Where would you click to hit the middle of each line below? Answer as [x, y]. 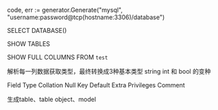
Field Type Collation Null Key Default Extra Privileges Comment [96, 85]
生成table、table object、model [52, 99]
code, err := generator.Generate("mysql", [65, 10]
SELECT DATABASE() [37, 31]
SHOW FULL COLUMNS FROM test [58, 57]
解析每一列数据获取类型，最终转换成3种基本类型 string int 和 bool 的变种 [109, 71]
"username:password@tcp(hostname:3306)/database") [86, 17]
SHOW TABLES [28, 44]
